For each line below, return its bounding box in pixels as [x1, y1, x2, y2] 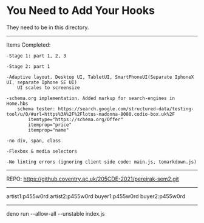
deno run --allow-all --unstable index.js [6, 210, 105, 217]
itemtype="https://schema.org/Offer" [28, 116, 123, 122]
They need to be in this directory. [6, 24, 89, 31]
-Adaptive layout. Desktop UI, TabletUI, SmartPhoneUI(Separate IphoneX [6, 74, 194, 80]
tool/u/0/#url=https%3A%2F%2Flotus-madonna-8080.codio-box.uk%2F [6, 111, 175, 117]
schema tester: [17, 105, 56, 112]
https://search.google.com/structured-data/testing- [58, 105, 194, 112]
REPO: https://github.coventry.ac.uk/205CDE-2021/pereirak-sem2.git [6, 175, 179, 182]
